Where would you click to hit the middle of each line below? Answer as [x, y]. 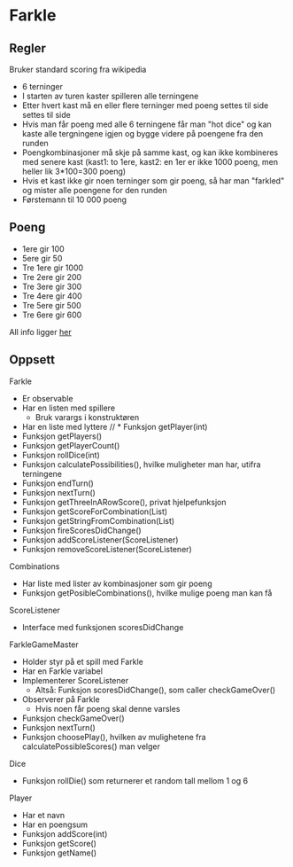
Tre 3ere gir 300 [52, 286]
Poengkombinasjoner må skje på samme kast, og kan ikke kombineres [150, 152]
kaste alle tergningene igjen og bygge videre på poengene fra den [143, 133]
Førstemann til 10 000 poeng [74, 199]
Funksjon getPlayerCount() [71, 445]
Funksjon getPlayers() [62, 436]
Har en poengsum [55, 824]
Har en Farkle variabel [62, 671]
